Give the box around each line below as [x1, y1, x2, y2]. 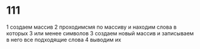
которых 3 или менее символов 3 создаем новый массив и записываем [6, 29, 194, 36]
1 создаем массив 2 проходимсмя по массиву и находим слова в [6, 23, 177, 30]
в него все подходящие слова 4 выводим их [6, 36, 121, 43]
